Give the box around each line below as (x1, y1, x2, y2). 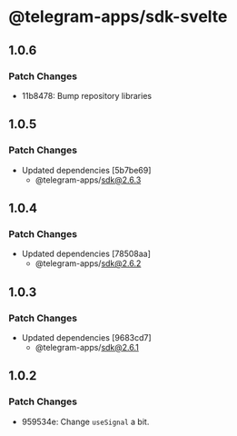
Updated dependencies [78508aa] (21, 248, 152, 260)
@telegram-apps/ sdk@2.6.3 (35, 174, 142, 185)
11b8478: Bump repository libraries (21, 90, 152, 101)
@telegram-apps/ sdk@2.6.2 (35, 258, 142, 269)
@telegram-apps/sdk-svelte (8, 6, 228, 27)
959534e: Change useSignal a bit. (21, 416, 150, 427)
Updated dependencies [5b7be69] (21, 164, 152, 175)
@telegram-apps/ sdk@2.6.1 (35, 342, 140, 352)
